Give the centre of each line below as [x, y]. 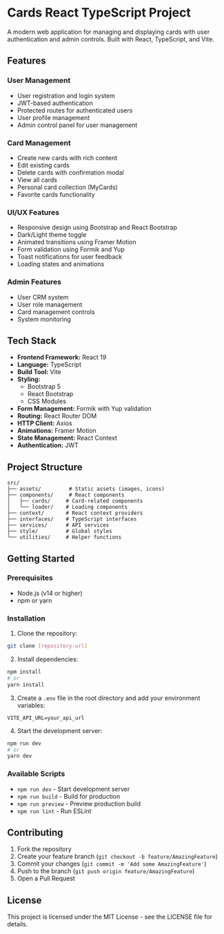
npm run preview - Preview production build [79, 804]
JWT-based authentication [55, 103]
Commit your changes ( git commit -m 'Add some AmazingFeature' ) [112, 864]
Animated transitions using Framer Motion [77, 242]
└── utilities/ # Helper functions [64, 537]
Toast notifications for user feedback [70, 257]
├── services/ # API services [58, 525]
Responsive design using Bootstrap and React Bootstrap [97, 227]
